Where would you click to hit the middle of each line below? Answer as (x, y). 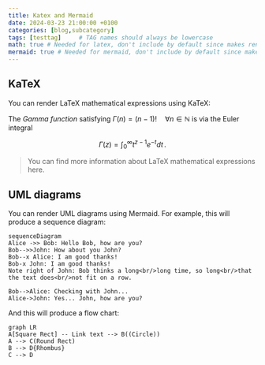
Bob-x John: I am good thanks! (60, 264)
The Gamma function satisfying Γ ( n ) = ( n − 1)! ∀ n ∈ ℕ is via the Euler (124, 118)
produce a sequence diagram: (57, 222)
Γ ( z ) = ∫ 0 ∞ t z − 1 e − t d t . (132, 144)
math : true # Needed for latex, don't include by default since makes (127, 45)
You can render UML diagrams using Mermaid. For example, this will (119, 214)
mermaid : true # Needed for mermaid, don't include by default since (125, 52)
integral (21, 128)
